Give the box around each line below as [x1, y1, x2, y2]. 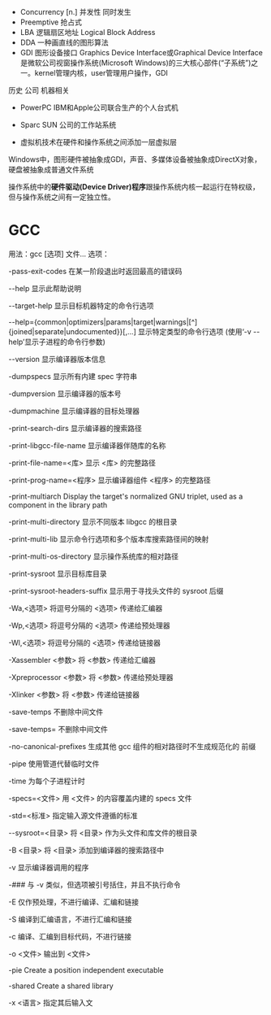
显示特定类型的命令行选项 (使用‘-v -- [137, 326, 260, 336]
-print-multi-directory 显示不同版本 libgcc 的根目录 [8, 516, 178, 526]
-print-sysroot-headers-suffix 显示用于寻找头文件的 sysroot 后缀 [8, 586, 224, 595]
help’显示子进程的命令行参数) [8, 337, 105, 346]
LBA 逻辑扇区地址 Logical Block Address [19, 28, 156, 37]
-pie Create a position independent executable [8, 965, 164, 974]
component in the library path [8, 499, 108, 510]
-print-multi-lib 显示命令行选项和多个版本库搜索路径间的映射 [8, 534, 209, 543]
